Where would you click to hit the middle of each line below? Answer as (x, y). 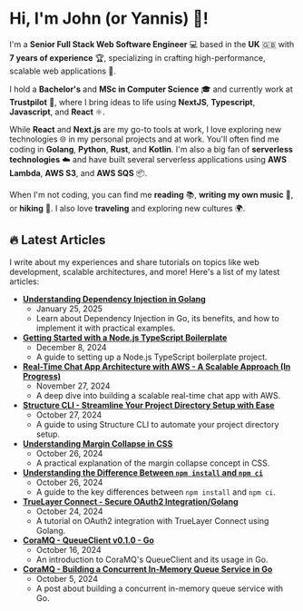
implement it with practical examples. (106, 328)
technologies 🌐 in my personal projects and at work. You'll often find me (144, 139)
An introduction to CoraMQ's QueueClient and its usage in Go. (152, 559)
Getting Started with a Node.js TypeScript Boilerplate (125, 337)
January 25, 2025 (69, 309)
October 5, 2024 (67, 578)
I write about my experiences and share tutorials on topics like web (135, 261)
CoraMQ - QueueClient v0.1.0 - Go (88, 540)
